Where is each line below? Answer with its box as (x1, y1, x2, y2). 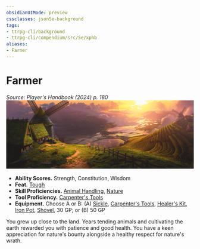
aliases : (6, 41, 28, 47)
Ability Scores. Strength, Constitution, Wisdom (14, 174, 131, 182)
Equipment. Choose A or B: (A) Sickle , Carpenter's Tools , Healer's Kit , (14, 200, 187, 207)
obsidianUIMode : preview (6, 10, 68, 16)
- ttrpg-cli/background (6, 29, 65, 35)
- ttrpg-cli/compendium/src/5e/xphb (6, 35, 97, 41)
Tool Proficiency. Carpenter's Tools (14, 193, 103, 201)
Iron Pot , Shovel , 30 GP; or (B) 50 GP (14, 206, 105, 213)
